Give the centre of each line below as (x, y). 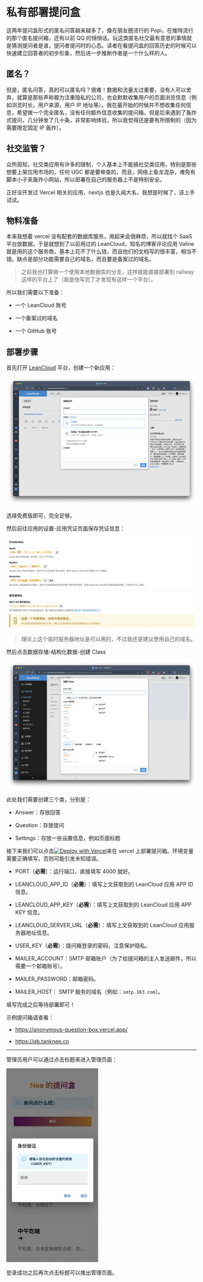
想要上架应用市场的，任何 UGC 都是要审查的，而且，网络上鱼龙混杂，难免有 (101, 172)
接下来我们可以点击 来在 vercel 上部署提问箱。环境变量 (100, 851)
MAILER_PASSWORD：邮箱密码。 (57, 979)
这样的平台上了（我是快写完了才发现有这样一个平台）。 (89, 280)
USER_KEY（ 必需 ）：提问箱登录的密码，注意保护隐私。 (83, 946)
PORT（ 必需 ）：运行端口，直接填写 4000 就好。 (74, 871)
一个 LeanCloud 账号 (40, 305)
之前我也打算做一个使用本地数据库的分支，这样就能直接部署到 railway (108, 272)
